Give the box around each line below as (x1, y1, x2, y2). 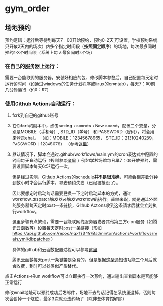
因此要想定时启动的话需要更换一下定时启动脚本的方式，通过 (12, 190, 131, 196)
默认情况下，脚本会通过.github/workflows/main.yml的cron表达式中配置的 (12, 151, 158, 157)
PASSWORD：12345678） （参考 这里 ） (12, 141, 92, 146)
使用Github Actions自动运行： (5, 100, 76, 107)
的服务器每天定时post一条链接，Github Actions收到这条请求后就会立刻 (12, 202, 153, 208)
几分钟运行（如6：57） (5, 87, 51, 93)
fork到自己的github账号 (12, 112, 59, 118)
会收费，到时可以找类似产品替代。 (12, 263, 81, 269)
